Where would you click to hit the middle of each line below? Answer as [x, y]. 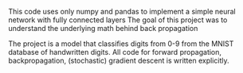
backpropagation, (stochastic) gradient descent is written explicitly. [119, 60]
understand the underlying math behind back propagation [103, 28]
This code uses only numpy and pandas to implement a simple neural [122, 12]
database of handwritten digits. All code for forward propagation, [115, 52]
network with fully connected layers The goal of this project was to [118, 20]
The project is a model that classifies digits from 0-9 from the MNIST [121, 44]
